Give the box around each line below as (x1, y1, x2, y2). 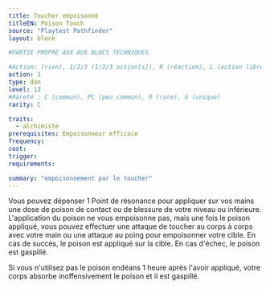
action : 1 (8, 71, 42, 79)
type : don (8, 78, 42, 86)
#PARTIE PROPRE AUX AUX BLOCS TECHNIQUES (8, 49, 149, 57)
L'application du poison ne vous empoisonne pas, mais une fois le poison (8, 214, 251, 223)
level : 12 (8, 85, 42, 93)
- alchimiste (15, 122, 59, 131)
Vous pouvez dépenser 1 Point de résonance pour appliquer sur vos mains (8, 196, 255, 206)
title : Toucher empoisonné (8, 11, 99, 20)
